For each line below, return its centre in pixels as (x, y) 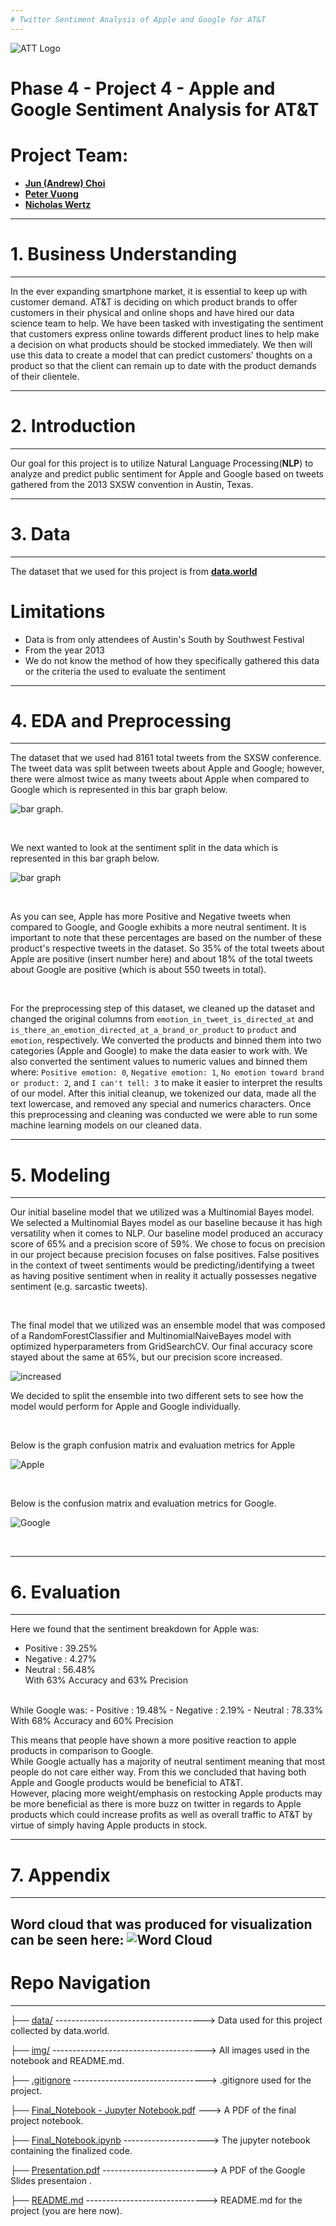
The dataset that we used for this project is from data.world (134, 571)
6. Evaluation (65, 1592)
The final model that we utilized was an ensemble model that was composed (168, 1325)
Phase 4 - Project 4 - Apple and (143, 88)
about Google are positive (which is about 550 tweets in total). (138, 970)
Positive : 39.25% (61, 1648)
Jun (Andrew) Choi (65, 183)
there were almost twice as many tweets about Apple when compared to (160, 779)
